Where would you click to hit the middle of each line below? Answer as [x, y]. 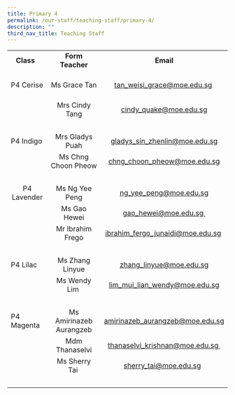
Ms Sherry [74, 361]
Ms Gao [74, 209]
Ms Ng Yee [74, 189]
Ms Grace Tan [74, 85]
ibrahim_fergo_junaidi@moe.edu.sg [163, 234]
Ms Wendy [74, 281]
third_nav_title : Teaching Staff [56, 33]
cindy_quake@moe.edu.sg [164, 109]
